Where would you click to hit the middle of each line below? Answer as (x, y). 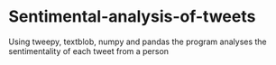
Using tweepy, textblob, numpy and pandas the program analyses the (138, 42)
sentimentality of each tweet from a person (88, 51)
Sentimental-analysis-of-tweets (132, 17)
